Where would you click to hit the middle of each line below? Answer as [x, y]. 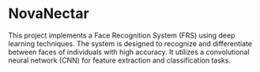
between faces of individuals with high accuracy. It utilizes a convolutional [129, 52]
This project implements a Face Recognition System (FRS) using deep [122, 35]
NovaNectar [49, 14]
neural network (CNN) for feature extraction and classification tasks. [120, 60]
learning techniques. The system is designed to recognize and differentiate [130, 43]
